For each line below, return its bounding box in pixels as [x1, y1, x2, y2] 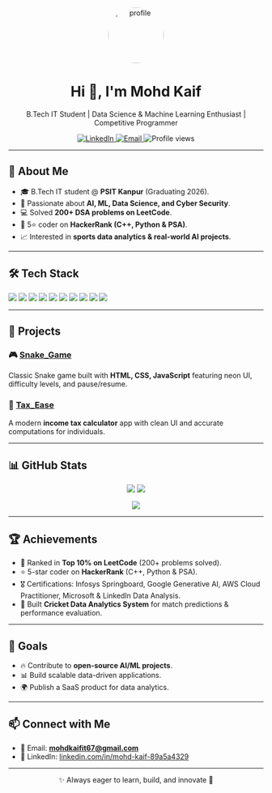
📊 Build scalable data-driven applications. [19, 670, 162, 680]
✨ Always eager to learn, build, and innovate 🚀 [58, 774, 214, 784]
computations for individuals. [8, 426, 105, 436]
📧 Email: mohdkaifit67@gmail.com [19, 743, 139, 752]
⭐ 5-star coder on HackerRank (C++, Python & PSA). [19, 567, 198, 577]
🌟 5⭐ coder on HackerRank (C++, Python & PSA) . [19, 220, 188, 229]
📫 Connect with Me [8, 718, 111, 731]
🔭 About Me [8, 164, 69, 178]
